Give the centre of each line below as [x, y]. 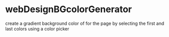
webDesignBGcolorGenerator [69, 9]
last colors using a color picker [37, 28]
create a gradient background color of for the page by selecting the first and [85, 23]
